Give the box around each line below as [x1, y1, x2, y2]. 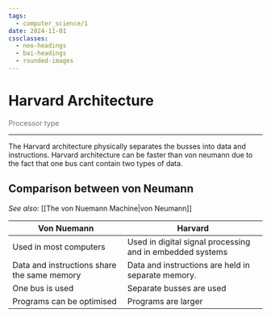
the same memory [12, 269, 81, 281]
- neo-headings [15, 42, 67, 50]
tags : [8, 11, 27, 20]
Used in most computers [12, 241, 106, 252]
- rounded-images [15, 57, 74, 65]
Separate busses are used [127, 282, 227, 294]
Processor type [8, 118, 60, 127]
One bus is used [12, 282, 74, 294]
